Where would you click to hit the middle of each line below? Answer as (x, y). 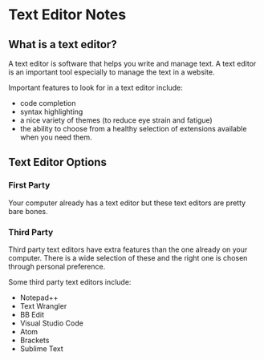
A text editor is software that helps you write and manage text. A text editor (132, 63)
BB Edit (32, 314)
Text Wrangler (43, 305)
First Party (29, 185)
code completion (48, 103)
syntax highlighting (51, 111)
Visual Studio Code (52, 323)
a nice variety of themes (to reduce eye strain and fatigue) (116, 120)
